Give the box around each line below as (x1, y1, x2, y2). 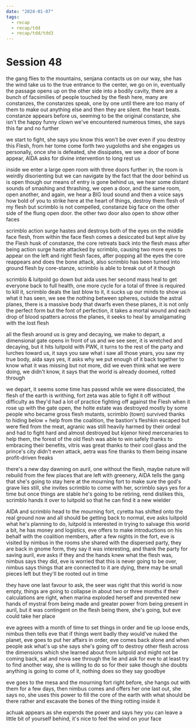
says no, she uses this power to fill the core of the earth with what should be (6, 692, 190, 699)
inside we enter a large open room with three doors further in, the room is (6, 166, 183, 173)
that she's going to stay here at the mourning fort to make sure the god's (6, 478, 181, 485)
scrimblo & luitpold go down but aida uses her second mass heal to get (6, 276, 177, 283)
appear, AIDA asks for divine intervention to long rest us (6, 155, 140, 162)
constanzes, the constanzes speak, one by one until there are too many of (6, 100, 185, 107)
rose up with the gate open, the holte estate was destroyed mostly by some (6, 405, 188, 412)
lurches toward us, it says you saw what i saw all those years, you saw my (6, 350, 185, 357)
